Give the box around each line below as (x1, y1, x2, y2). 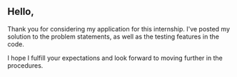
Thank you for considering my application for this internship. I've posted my (7, 24, 231, 33)
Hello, (7, 6, 34, 18)
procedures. (7, 61, 44, 70)
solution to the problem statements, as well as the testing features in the (7, 32, 220, 41)
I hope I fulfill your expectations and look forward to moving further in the (7, 53, 223, 62)
